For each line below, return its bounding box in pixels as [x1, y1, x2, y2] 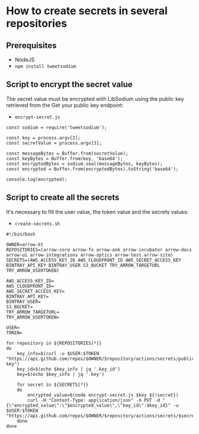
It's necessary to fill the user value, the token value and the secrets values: [6, 208, 189, 215]
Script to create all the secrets [6, 193, 120, 203]
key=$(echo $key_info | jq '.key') [17, 371, 105, 377]
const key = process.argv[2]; [6, 135, 81, 141]
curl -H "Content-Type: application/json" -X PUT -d [27, 397, 161, 403]
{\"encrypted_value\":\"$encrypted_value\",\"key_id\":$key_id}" [6, 402, 171, 409]
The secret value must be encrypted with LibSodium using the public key [6, 95, 185, 102]
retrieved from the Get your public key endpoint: [6, 101, 124, 108]
